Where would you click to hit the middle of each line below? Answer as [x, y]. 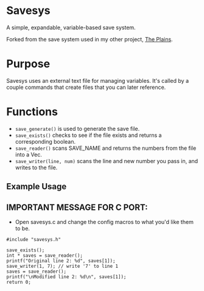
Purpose [28, 64]
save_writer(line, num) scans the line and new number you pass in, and [107, 161]
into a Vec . [29, 154]
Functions [32, 112]
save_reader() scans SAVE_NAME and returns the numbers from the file [106, 148]
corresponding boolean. [45, 141]
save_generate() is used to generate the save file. [77, 128]
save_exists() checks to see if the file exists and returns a [88, 135]
